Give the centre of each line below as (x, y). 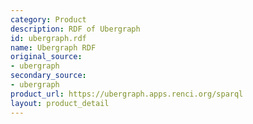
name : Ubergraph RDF (53, 47)
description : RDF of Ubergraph (75, 29)
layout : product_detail (60, 103)
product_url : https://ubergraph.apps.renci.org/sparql (127, 94)
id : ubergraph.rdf (48, 38)
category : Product (48, 19)
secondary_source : (48, 76)
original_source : (46, 57)
